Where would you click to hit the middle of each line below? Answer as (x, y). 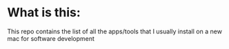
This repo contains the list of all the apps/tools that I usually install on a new (115, 31)
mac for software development (51, 38)
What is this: (44, 13)
